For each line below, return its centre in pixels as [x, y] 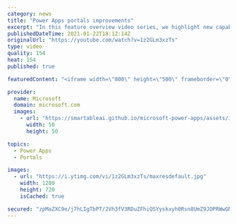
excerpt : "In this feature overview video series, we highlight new [110, 27]
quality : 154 [26, 54]
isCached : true [42, 196]
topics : [19, 144]
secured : [20, 209]
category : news [30, 14]
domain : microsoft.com [47, 105]
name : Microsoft [37, 99]
